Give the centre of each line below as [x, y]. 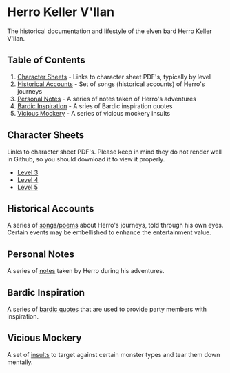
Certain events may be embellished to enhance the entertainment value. [109, 232]
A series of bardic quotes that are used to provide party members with [107, 309]
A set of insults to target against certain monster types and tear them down [114, 354]
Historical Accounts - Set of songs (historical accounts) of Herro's [111, 84]
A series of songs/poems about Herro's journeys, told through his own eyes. [115, 225]
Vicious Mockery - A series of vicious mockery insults [94, 113]
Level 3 [28, 172]
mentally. [20, 362]
